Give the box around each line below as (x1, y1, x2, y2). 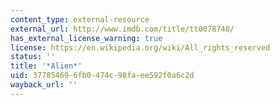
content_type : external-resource (10, 14, 150, 25)
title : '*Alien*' (10, 61, 83, 71)
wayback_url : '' (10, 80, 78, 90)
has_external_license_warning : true (10, 33, 163, 43)
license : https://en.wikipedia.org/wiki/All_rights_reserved (10, 42, 271, 53)
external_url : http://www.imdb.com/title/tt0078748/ (10, 24, 235, 34)
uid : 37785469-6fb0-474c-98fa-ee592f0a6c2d (10, 71, 195, 81)
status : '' (10, 52, 56, 62)
